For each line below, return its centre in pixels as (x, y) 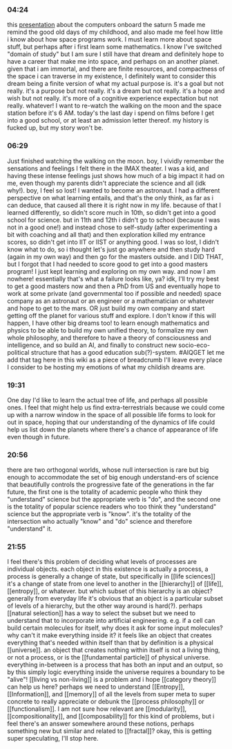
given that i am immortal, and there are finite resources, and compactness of (116, 69)
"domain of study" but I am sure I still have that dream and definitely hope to (116, 54)
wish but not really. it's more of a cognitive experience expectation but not (113, 98)
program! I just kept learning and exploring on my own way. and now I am (112, 271)
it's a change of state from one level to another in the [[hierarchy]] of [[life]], (115, 584)
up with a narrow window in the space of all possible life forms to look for (112, 414)
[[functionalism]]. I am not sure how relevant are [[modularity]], (97, 709)
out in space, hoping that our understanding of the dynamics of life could (111, 422)
